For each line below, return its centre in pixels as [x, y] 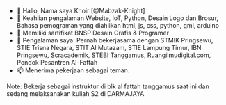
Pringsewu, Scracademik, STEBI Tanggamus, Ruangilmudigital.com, [114, 55]
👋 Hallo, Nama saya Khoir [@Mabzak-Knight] [81, 11]
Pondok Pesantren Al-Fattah [57, 62]
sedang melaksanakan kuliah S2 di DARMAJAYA [75, 94]
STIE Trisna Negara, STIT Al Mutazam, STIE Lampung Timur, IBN [109, 48]
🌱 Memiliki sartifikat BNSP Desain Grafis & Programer [93, 33]
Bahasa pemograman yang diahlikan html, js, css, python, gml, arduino [118, 25]
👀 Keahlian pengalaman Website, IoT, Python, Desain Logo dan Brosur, [118, 18]
